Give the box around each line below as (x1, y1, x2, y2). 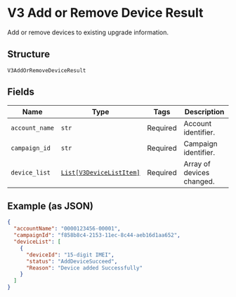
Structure (7, 48, 51, 60)
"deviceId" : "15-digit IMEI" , (25, 251, 114, 258)
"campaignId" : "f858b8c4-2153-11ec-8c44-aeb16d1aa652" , (13, 232, 181, 239)
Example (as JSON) (7, 200, 93, 212)
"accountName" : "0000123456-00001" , (13, 226, 121, 233)
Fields (7, 86, 35, 98)
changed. (183, 177, 215, 186)
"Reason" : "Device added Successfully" (25, 264, 143, 271)
